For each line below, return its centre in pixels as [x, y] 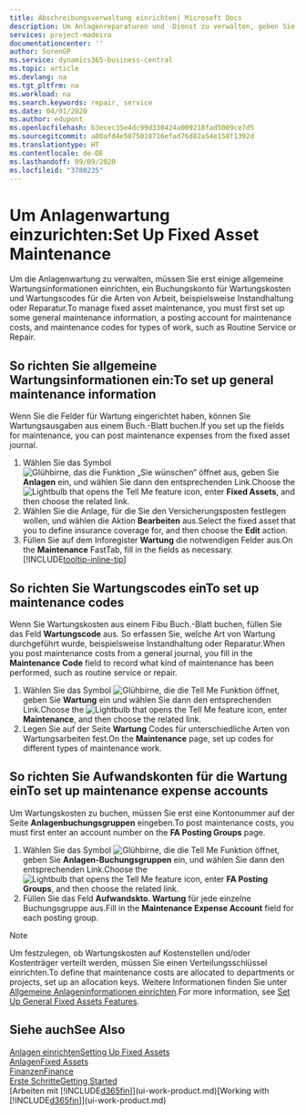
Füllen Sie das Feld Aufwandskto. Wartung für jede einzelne [137, 898]
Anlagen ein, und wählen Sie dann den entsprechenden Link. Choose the [159, 482]
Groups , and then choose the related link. [101, 888]
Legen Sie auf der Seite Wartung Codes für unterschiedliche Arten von [156, 728]
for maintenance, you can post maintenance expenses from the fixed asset [150, 436]
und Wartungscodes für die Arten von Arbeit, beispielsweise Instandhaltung [152, 299]
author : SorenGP [40, 52]
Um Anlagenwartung [90, 215]
